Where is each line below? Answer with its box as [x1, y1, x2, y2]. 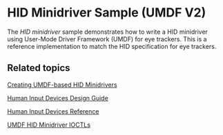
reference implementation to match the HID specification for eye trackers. [7, 42, 217, 50]
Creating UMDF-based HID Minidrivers [7, 81, 117, 89]
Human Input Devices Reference [7, 107, 99, 115]
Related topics [7, 62, 70, 74]
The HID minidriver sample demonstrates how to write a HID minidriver [7, 28, 209, 36]
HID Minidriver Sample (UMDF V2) [7, 5, 206, 21]
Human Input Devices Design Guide [7, 94, 108, 102]
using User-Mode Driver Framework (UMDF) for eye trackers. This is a [7, 34, 207, 43]
